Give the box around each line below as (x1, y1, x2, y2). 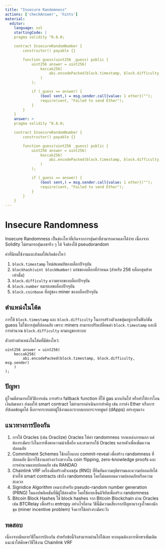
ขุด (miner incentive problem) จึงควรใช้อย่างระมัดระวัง (12, 506, 109, 512)
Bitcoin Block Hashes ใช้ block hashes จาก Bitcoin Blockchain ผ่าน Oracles (12, 495, 159, 501)
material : (5, 16, 26, 21)
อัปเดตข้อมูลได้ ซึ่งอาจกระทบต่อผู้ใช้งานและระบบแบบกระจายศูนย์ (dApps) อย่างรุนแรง (5, 406, 145, 412)
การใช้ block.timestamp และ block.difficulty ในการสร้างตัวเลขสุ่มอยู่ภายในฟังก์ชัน (5, 316, 152, 322)
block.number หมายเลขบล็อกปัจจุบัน (12, 283, 75, 289)
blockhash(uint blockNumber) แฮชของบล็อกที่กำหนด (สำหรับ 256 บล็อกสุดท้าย (12, 267, 152, 273)
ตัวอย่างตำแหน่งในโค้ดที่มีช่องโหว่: (5, 337, 60, 343)
